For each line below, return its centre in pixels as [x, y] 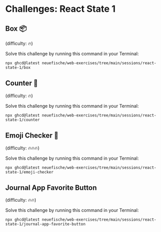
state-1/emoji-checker [29, 172]
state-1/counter [22, 120]
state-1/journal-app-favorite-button [45, 224]
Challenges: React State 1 [61, 9]
